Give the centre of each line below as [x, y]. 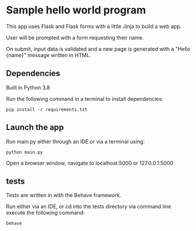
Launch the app [35, 127]
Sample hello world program [76, 10]
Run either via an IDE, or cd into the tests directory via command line [89, 206]
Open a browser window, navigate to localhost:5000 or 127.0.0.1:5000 [90, 163]
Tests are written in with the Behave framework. [64, 195]
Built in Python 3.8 [28, 87]
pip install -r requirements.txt [47, 109]
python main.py [25, 152]
